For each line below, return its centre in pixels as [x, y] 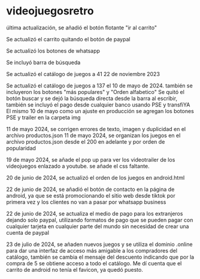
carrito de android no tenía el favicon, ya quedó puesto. [75, 269]
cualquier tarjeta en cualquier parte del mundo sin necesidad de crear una [98, 226]
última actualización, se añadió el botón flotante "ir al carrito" [82, 28]
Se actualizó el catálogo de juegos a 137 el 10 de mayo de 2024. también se [99, 86]
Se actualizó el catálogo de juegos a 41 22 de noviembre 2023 [83, 74]
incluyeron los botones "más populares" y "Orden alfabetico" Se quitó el [95, 92]
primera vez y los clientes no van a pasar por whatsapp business [86, 202]
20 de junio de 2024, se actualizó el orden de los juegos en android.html [96, 177]
